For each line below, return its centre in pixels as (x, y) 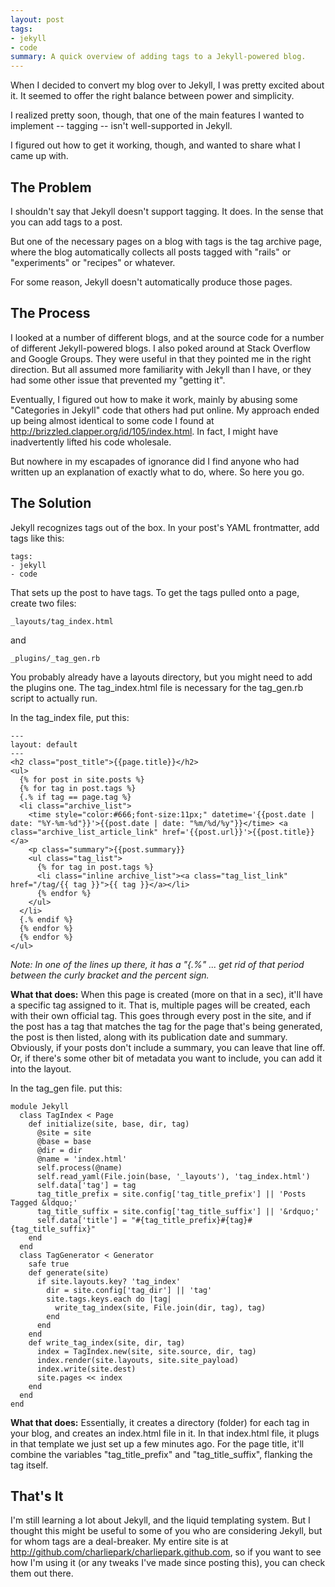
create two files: (43, 603)
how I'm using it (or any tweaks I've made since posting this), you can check (168, 1563)
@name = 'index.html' (82, 1159)
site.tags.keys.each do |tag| (109, 1299)
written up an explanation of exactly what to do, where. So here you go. (157, 472)
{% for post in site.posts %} (82, 779)
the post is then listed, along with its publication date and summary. (149, 1037)
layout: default (44, 744)
